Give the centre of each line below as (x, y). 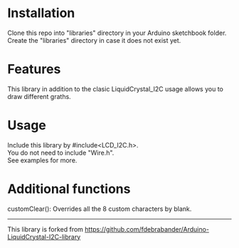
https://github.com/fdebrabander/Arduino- (147, 229)
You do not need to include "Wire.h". (61, 153)
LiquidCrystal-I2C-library (44, 237)
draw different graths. (39, 96)
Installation (41, 13)
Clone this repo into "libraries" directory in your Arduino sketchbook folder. (117, 33)
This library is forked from (46, 229)
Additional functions (69, 189)
